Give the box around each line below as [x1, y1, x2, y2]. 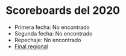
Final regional [14, 43, 49, 50]
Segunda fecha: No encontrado [14, 30, 93, 37]
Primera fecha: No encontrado [14, 23, 90, 31]
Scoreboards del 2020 [5, 4, 120, 17]
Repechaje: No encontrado [14, 36, 81, 43]
